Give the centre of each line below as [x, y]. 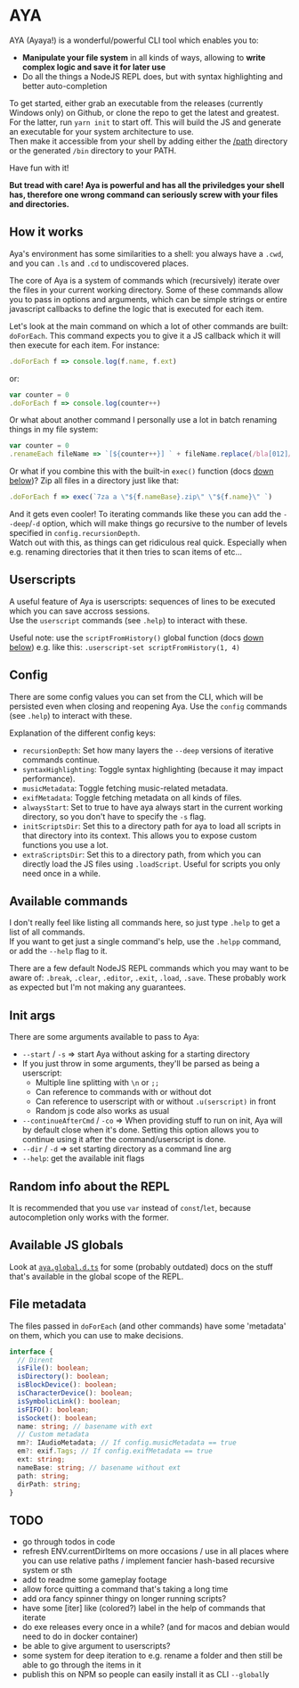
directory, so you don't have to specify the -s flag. [114, 816]
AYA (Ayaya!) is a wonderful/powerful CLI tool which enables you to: [134, 40]
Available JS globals [66, 1245]
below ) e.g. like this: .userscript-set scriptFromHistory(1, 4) [125, 646]
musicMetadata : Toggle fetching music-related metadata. [125, 788]
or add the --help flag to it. [59, 951]
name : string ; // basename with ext [85, 1426]
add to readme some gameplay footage [94, 1580]
